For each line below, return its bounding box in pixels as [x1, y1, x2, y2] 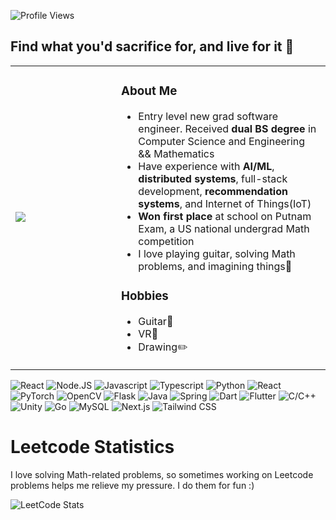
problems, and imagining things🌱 [138, 259, 293, 273]
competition [138, 234, 195, 248]
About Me [121, 83, 178, 99]
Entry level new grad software [138, 109, 279, 123]
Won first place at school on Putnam [138, 209, 312, 223]
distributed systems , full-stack [138, 171, 288, 185]
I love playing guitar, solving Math [138, 246, 296, 260]
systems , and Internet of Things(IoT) [138, 196, 312, 210]
